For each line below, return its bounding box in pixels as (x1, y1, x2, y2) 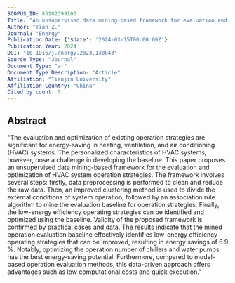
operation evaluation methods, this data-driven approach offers (27, 260, 210, 268)
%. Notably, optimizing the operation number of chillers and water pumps (7, 245, 220, 254)
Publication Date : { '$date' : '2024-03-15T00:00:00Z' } (7, 37, 168, 44)
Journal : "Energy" (7, 29, 61, 37)
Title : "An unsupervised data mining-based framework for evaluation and (7, 17, 228, 24)
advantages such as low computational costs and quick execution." (7, 268, 202, 276)
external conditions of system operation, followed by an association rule (7, 192, 215, 201)
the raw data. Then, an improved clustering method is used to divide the (7, 185, 216, 194)
